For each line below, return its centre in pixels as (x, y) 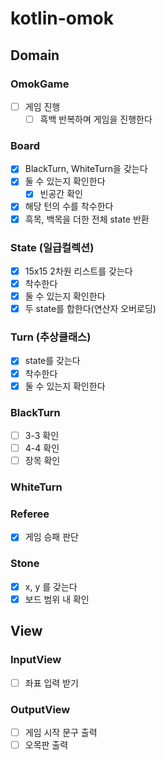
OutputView (40, 709)
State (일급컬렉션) (52, 247)
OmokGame (40, 84)
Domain (35, 55)
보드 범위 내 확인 (57, 599)
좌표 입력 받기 (51, 683)
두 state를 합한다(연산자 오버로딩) (90, 309)
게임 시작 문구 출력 (61, 732)
